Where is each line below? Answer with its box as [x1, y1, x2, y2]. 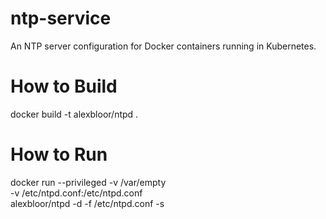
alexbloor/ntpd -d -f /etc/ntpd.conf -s [10, 197, 165, 209]
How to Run [10, 143, 108, 166]
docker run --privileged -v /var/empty [10, 176, 167, 188]
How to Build [10, 75, 118, 98]
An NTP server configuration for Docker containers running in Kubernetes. [10, 40, 317, 52]
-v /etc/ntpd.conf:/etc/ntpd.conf [10, 187, 143, 199]
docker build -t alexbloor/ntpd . [10, 108, 139, 120]
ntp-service [10, 7, 112, 30]
